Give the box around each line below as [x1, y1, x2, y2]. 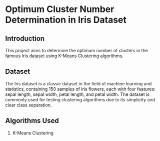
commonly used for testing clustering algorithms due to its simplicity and [5, 96, 155, 102]
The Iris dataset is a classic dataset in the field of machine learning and [5, 80, 152, 86]
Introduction [5, 34, 45, 43]
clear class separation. [5, 102, 52, 108]
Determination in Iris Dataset [5, 14, 126, 26]
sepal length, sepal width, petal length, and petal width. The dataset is [5, 91, 150, 97]
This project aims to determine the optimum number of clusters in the [5, 48, 148, 53]
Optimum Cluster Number [5, 4, 114, 15]
